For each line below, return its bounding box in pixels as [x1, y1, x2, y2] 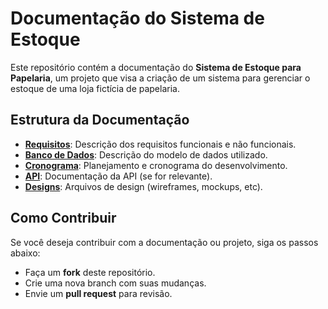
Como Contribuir [10, 210, 117, 227]
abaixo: [10, 247, 41, 259]
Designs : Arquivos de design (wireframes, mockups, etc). [24, 180, 263, 192]
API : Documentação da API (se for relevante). [24, 170, 213, 182]
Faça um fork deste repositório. [24, 266, 156, 278]
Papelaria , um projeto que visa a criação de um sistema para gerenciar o [10, 72, 311, 84]
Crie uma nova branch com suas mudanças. [24, 277, 207, 289]
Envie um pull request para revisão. [24, 287, 173, 299]
